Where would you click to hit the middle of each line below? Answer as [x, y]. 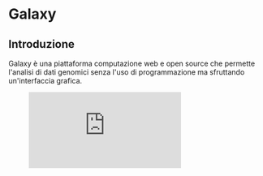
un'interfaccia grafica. [45, 81]
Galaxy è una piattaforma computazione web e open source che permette [132, 63]
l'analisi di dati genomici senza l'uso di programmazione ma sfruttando [127, 72]
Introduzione [42, 44]
